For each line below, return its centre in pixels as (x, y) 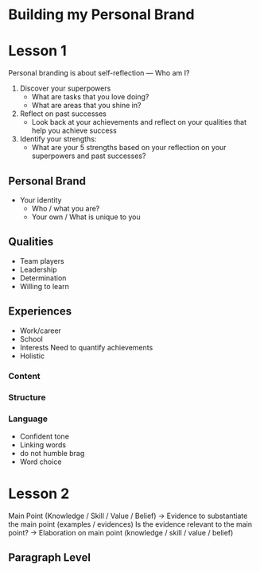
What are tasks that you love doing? (90, 97)
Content (25, 377)
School (31, 338)
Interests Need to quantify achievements (86, 347)
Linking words (43, 444)
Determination (43, 278)
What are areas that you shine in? (86, 106)
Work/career (41, 330)
